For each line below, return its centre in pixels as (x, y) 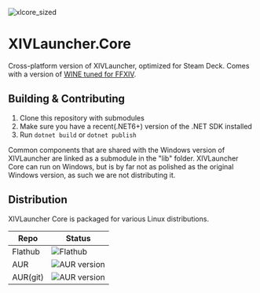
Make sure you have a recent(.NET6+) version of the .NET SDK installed (136, 126)
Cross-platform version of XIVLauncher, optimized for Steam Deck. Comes (129, 65)
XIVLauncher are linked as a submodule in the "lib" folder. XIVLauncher (123, 158)
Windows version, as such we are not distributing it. (92, 175)
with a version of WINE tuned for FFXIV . (72, 74)
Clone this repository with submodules (82, 117)
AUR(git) (28, 277)
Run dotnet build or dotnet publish (78, 135)
